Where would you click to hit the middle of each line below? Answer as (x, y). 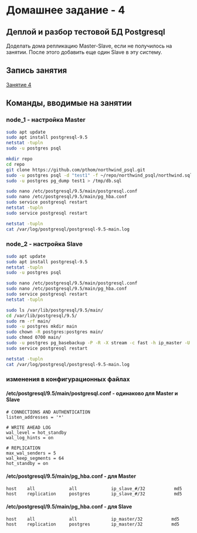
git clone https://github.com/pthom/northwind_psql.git (76, 170)
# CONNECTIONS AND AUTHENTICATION (48, 412)
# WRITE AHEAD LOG (28, 427)
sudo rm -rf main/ (28, 321)
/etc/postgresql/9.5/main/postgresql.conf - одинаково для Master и (92, 393)
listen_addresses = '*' (35, 417)
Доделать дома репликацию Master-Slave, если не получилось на (89, 46)
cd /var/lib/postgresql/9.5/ (42, 315)
